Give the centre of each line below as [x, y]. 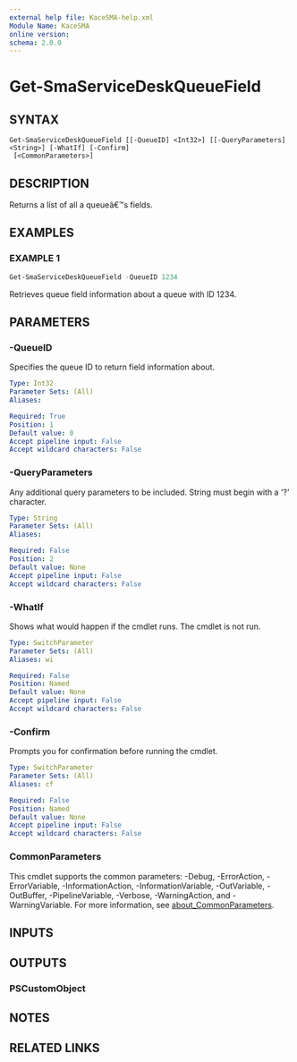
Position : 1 [31, 425]
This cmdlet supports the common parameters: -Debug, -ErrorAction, [137, 876]
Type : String [34, 518]
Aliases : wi [31, 659]
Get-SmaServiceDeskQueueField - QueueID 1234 [93, 277]
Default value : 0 [42, 433]
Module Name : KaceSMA [50, 26]
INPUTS [31, 933]
